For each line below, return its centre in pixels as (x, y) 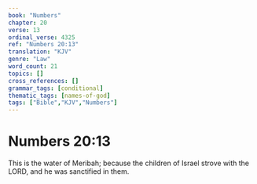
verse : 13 (24, 30)
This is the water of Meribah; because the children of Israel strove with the (129, 163)
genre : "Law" (29, 60)
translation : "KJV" (40, 52)
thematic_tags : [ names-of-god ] (59, 96)
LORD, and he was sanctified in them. (69, 171)
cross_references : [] (44, 81)
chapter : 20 (28, 23)
